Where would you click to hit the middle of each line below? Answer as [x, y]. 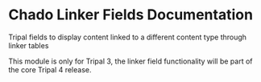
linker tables [29, 45]
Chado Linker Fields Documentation [131, 15]
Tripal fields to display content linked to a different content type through [128, 37]
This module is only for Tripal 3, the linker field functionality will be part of [130, 61]
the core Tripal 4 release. [50, 69]
